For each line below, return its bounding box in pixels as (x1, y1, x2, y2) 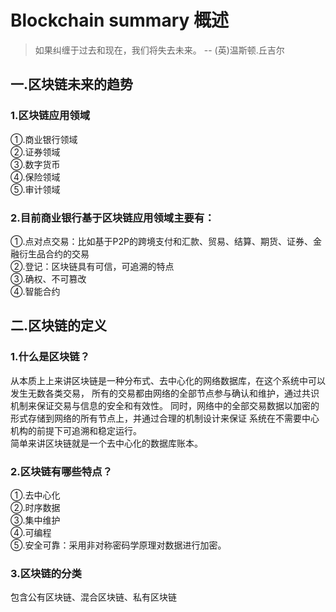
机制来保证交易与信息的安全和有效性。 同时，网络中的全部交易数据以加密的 (10, 399, 320, 411)
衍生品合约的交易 (18, 247, 90, 260)
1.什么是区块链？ (10, 350, 91, 364)
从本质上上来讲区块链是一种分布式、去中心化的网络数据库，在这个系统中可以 (10, 374, 326, 386)
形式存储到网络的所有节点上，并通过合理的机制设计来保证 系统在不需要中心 (10, 412, 320, 424)
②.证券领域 (10, 146, 61, 158)
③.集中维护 (10, 514, 61, 526)
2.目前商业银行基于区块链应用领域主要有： (10, 211, 215, 225)
